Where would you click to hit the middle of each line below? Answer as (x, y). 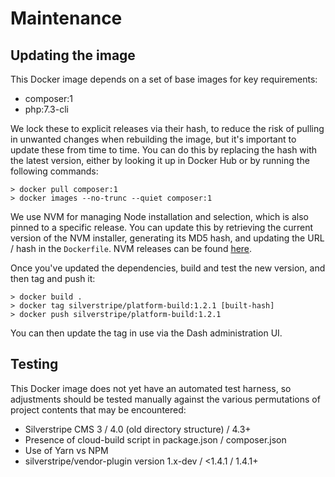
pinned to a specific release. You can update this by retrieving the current (162, 227)
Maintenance (66, 18)
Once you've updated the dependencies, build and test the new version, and (168, 268)
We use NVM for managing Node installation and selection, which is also (159, 216)
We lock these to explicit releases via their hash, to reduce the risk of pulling (167, 128)
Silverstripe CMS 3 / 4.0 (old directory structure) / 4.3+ (138, 429)
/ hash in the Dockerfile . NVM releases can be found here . (131, 248)
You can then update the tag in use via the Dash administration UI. (146, 333)
